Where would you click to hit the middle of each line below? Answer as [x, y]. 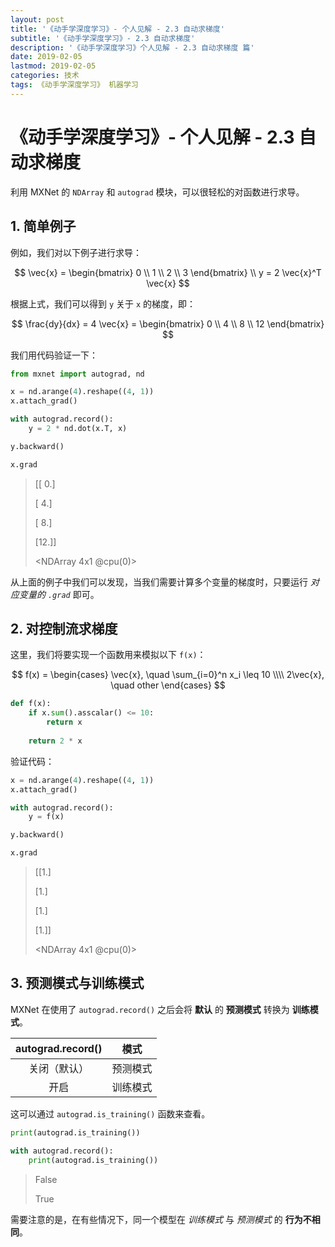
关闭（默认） [59, 1068]
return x [64, 722]
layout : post [37, 19]
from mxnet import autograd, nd [77, 374]
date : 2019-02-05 [46, 57]
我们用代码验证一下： [54, 355]
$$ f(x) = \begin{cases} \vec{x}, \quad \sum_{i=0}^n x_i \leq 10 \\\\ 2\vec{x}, [168, 675]
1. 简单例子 [43, 226]
